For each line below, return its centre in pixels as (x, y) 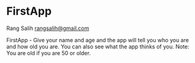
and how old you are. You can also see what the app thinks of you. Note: (98, 46)
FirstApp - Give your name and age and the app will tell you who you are (97, 40)
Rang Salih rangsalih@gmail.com (48, 28)
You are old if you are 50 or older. (48, 53)
